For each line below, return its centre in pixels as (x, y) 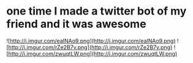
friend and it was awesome (76, 24)
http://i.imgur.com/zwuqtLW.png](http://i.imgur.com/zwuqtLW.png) (93, 53)
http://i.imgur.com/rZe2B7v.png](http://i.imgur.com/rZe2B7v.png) (90, 47)
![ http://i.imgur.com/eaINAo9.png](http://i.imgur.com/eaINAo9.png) (91, 41)
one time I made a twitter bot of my (96, 11)
